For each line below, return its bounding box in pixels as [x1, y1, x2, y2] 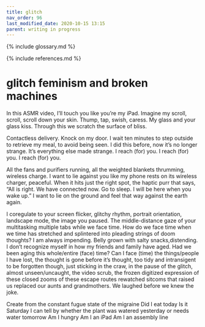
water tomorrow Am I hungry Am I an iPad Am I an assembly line [6, 314, 169, 321]
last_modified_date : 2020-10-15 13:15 [6, 20, 105, 26]
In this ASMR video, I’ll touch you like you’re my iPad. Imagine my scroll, [6, 110, 187, 117]
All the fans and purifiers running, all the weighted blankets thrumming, [6, 166, 185, 174]
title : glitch [6, 9, 43, 15]
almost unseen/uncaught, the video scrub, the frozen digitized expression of [6, 269, 199, 277]
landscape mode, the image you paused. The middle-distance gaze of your [6, 217, 196, 225]
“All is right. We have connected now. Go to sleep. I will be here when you [6, 185, 192, 193]
